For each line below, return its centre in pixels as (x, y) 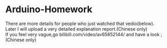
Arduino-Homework (49, 9)
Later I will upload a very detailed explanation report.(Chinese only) (76, 29)
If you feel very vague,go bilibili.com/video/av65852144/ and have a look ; (84, 34)
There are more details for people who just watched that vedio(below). (80, 23)
